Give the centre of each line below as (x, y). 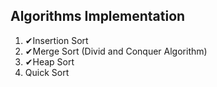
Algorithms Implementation (98, 16)
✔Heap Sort (49, 61)
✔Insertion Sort (56, 40)
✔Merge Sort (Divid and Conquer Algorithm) (116, 51)
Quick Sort (47, 72)
